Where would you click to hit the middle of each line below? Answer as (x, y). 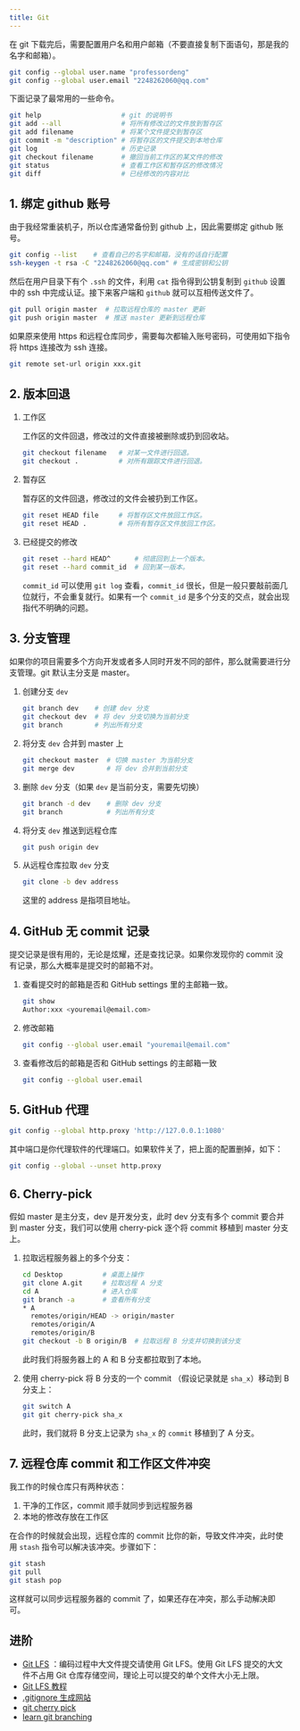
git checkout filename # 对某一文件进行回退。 (108, 453)
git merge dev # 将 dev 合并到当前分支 (105, 769)
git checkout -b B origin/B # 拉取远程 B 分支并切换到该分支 (131, 1341)
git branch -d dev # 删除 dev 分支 (92, 803)
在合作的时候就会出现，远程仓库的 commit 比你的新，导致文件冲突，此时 (142, 1535)
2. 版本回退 (40, 394)
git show (38, 1002)
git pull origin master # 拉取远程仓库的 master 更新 (107, 309)
